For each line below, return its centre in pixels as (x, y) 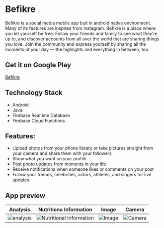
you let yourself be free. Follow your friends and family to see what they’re (81, 33)
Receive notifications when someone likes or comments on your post (83, 169)
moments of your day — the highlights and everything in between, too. (78, 49)
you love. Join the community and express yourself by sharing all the (76, 44)
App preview (25, 195)
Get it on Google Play (38, 65)
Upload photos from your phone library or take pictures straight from (82, 148)
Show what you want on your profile (49, 159)
